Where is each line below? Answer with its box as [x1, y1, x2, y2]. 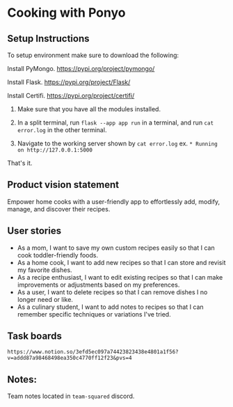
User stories [7, 225, 61, 237]
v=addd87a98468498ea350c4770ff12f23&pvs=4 [7, 355, 132, 362]
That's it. [7, 159, 33, 167]
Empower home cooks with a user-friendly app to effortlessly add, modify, [7, 197, 220, 206]
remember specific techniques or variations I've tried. [17, 310, 172, 318]
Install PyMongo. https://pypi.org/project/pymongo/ [7, 65, 155, 72]
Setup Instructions [7, 33, 90, 45]
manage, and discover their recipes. [7, 205, 111, 213]
